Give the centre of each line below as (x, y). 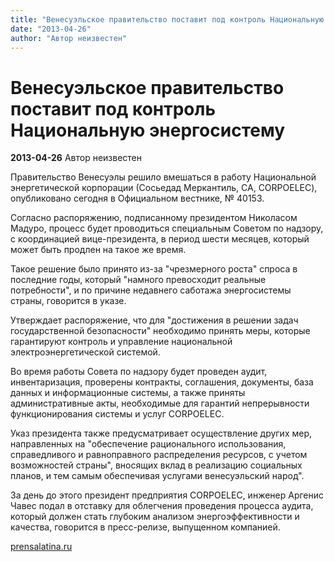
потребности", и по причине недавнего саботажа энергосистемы (151, 290)
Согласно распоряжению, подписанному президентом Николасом (154, 218)
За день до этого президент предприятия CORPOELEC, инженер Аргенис (167, 495)
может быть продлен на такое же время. (98, 250)
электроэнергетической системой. (85, 352)
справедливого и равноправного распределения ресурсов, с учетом (159, 455)
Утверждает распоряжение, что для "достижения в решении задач (154, 320)
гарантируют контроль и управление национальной (121, 342)
